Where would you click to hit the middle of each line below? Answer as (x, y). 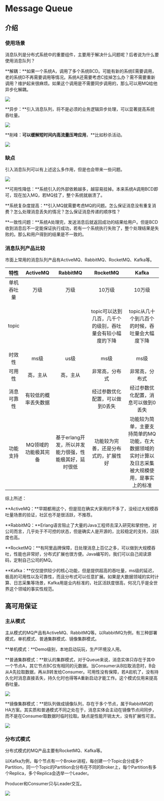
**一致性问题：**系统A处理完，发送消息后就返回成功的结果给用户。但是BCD (82, 222)
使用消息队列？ (20, 61)
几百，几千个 (107, 319)
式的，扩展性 (107, 456)
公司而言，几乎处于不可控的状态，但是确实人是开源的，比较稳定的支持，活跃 (82, 532)
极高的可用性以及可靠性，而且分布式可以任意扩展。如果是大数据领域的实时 (80, 577)
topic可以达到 (107, 312)
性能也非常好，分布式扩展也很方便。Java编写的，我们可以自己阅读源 (82, 554)
